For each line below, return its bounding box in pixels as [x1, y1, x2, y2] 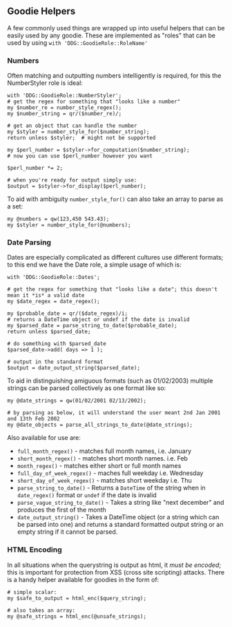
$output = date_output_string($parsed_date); [7, 365, 140, 372]
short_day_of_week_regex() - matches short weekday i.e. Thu [17, 476, 192, 485]
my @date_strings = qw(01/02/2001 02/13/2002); [7, 397, 147, 405]
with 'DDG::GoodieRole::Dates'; [7, 274, 100, 281]
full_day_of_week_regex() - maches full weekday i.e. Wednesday [17, 469, 204, 477]
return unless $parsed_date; [7, 328, 91, 336]
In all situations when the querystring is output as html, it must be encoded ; [7, 561, 222, 569]
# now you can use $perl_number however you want [7, 153, 153, 160]
